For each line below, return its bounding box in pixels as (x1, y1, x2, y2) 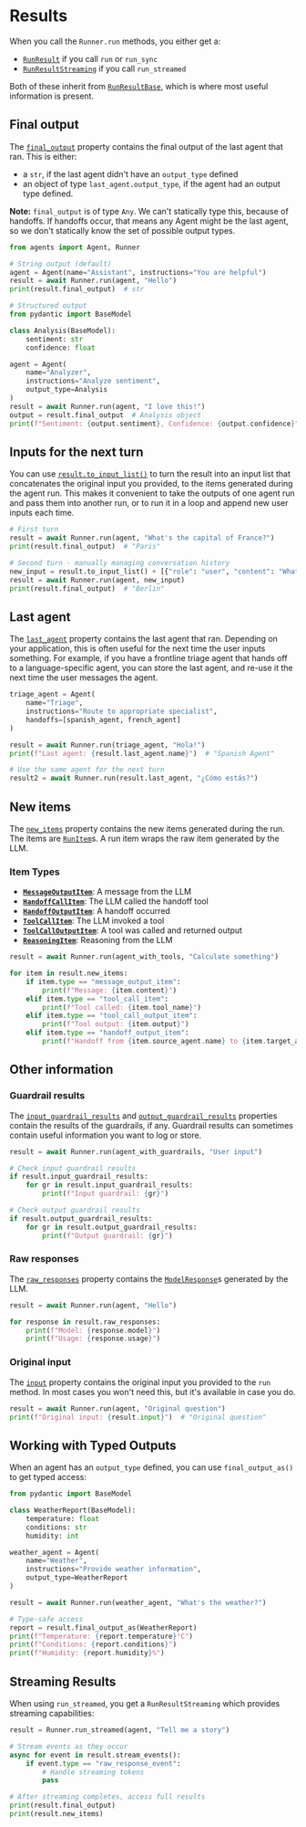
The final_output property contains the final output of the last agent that (9, 141, 284, 152)
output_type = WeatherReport (25, 1573, 128, 1582)
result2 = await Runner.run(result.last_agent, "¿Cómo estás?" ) (9, 773, 259, 783)
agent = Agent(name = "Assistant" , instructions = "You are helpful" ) (9, 268, 267, 277)
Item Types (9, 865, 61, 877)
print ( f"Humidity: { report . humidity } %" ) (9, 1649, 166, 1658)
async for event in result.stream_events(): (9, 1750, 181, 1759)
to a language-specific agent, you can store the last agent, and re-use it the (9, 663, 293, 674)
